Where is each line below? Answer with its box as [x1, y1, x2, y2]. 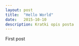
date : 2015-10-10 [5, 17, 47, 22]
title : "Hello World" [5, 12, 54, 17]
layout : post [5, 7, 33, 13]
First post [5, 36, 25, 42]
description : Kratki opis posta [5, 21, 74, 27]
